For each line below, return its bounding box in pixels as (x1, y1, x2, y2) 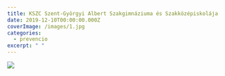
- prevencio (13, 36, 48, 43)
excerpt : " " (7, 42, 45, 49)
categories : (7, 29, 42, 37)
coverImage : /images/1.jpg (7, 23, 85, 30)
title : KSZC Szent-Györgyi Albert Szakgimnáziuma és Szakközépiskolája (7, 10, 218, 17)
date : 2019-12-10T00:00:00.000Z (7, 17, 100, 23)
